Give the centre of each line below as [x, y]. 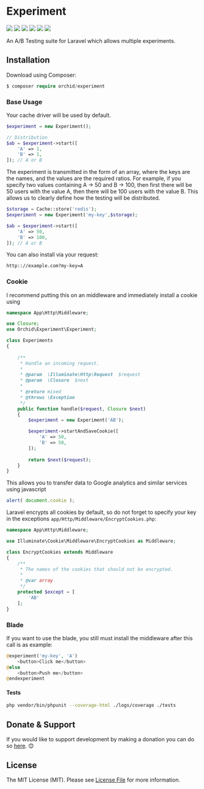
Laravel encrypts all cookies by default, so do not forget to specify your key [101, 512]
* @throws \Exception [47, 397]
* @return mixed [41, 392]
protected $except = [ [46, 592]
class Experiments [30, 341]
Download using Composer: [41, 75]
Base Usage [24, 102]
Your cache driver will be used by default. [59, 115]
